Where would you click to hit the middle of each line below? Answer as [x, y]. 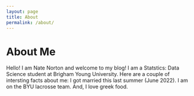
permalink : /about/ [30, 22]
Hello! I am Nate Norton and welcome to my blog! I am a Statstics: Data [93, 68]
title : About [22, 17]
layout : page [22, 11]
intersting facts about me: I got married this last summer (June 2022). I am [97, 81]
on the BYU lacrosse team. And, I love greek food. [67, 87]
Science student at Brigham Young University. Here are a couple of [88, 74]
